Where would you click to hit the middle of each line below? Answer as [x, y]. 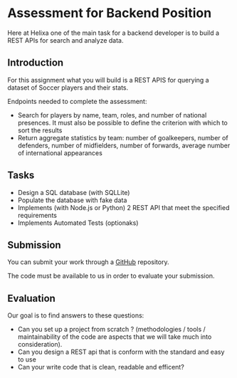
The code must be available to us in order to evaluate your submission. [111, 276]
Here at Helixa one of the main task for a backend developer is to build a [113, 33]
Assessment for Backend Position [110, 13]
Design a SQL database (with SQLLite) [74, 192]
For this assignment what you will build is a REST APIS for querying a [108, 80]
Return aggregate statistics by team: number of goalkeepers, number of [123, 137]
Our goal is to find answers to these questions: [76, 315]
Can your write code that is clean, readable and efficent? [101, 367]
